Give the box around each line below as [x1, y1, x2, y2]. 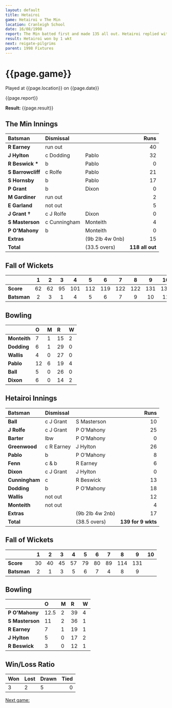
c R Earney [45, 443, 71, 450]
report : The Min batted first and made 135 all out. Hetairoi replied [5, 31, 159, 36]
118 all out [130, 244, 157, 251]
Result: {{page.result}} [5, 105, 54, 111]
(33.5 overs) [85, 244, 116, 251]
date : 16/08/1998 [5, 27, 42, 32]
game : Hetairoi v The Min [5, 17, 60, 22]
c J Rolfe [45, 210, 67, 217]
